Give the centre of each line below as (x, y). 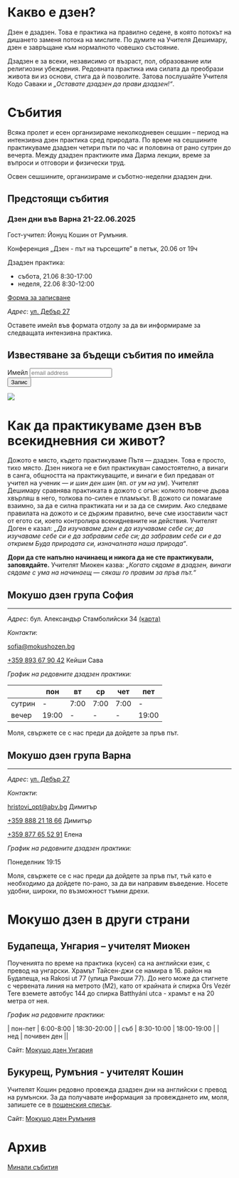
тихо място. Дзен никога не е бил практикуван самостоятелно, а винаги (118, 468)
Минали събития (33, 1167)
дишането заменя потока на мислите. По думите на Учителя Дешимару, (117, 39)
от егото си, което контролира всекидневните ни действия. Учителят (112, 521)
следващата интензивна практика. (60, 333)
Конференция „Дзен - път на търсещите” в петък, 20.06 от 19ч (102, 248)
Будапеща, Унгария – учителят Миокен (99, 946)
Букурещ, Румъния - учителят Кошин (95, 1072)
